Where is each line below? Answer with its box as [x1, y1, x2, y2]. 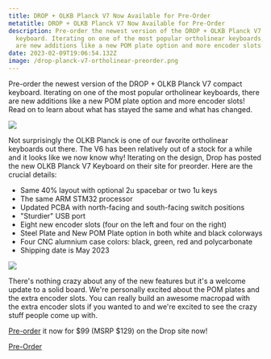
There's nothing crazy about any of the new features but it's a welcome [8, 276, 246, 286]
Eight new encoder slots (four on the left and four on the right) [19, 219, 227, 229]
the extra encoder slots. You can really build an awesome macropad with [8, 293, 251, 303]
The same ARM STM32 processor [19, 194, 133, 203]
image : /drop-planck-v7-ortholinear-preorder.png [8, 57, 179, 65]
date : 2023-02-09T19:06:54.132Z [8, 49, 117, 57]
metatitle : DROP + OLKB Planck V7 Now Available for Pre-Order [8, 19, 226, 27]
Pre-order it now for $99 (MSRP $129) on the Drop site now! [8, 326, 208, 336]
